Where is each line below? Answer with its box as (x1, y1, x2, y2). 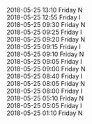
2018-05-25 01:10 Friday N (6, 109, 83, 117)
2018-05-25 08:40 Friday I (6, 72, 83, 80)
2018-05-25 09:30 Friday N (6, 21, 86, 28)
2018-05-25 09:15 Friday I (6, 43, 81, 51)
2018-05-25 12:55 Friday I (6, 13, 81, 21)
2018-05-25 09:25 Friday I (6, 28, 82, 36)
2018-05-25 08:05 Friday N (6, 80, 85, 87)
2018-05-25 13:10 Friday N (6, 6, 83, 14)
